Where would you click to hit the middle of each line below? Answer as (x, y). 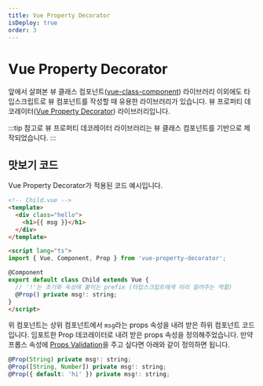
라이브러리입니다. (144, 112)
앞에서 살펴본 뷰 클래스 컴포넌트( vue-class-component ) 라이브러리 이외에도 (125, 92)
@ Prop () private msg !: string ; (66, 294)
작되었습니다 (27, 138)
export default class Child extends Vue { (79, 280)
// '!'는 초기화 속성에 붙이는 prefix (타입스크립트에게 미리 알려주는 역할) (124, 287)
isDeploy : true (33, 23)
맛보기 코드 (33, 165)
